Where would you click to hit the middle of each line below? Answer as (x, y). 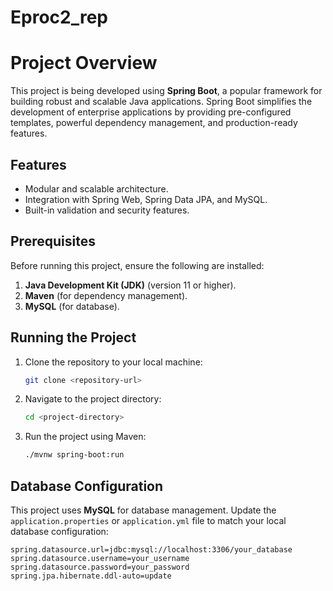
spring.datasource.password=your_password (100, 567)
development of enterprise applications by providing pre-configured (151, 112)
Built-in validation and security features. (107, 210)
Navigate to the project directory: (93, 399)
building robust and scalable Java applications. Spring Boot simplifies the (161, 102)
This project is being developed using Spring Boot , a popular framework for (166, 91)
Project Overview (84, 63)
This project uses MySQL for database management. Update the (143, 510)
